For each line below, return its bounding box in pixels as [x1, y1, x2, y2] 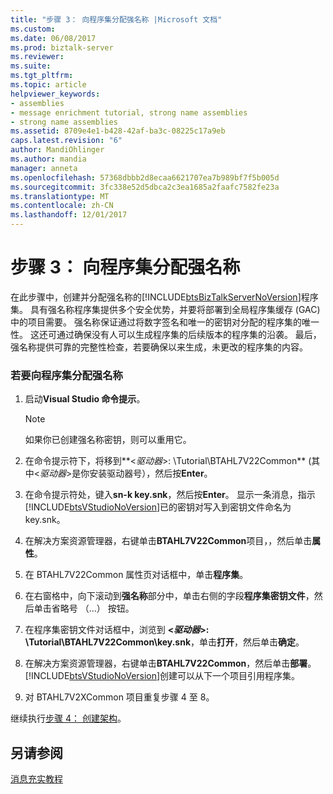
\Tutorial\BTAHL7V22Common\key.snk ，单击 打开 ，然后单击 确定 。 [24, 636, 305, 648]
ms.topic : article [10, 80, 87, 90]
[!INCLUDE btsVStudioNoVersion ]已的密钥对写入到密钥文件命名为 [24, 501, 292, 513]
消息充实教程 [10, 773, 63, 785]
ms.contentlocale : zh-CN [10, 201, 114, 211]
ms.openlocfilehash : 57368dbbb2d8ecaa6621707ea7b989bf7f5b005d [10, 172, 280, 183]
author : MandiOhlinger [10, 145, 105, 155]
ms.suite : [10, 61, 52, 71]
